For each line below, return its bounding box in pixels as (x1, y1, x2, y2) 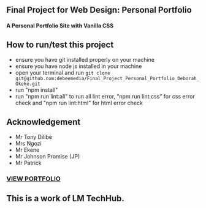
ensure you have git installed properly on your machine (15, 56, 155, 63)
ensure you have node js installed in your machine (15, 62, 142, 70)
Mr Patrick (15, 159, 42, 166)
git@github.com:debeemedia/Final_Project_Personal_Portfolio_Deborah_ (15, 75, 200, 81)
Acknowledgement (6, 117, 81, 127)
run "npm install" (15, 86, 58, 94)
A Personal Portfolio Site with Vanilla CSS (6, 21, 114, 29)
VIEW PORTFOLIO (6, 174, 61, 183)
